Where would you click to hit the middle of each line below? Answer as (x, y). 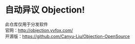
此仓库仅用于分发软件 (26, 24)
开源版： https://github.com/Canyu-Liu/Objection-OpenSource (67, 36)
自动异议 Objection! (45, 10)
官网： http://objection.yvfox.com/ (39, 30)
